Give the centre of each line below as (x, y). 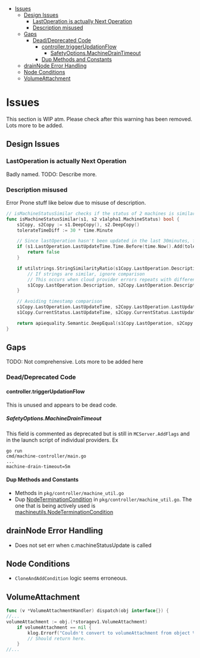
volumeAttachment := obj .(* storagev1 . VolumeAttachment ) (77, 622)
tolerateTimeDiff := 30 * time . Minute (65, 230)
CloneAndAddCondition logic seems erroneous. (71, 578)
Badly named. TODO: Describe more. (51, 174)
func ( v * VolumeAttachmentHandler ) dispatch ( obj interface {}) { (87, 611)
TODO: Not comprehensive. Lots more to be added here (75, 362)
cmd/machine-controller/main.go (46, 456)
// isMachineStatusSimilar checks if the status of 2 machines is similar (101, 213)
